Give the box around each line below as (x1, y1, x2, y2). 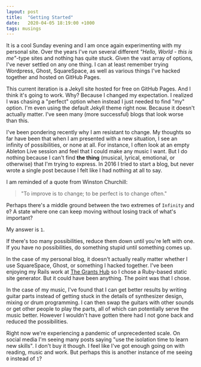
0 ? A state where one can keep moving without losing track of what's (6, 208, 176, 216)
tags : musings (6, 25, 42, 32)
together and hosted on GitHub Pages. (6, 74, 101, 81)
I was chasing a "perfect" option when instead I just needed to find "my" (6, 98, 185, 105)
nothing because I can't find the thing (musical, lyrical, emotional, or (6, 154, 175, 162)
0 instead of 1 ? (6, 355, 42, 362)
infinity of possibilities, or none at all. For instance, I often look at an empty (6, 141, 190, 148)
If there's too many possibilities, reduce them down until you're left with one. (6, 238, 195, 245)
